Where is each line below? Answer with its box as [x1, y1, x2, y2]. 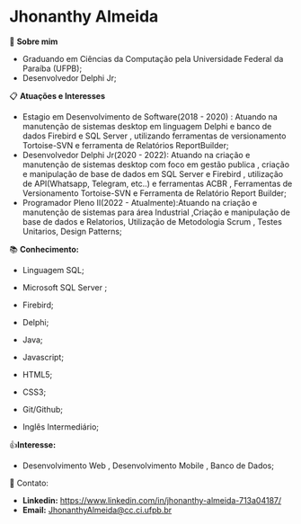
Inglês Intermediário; [22, 421, 100, 432]
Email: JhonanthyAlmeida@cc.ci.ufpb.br [22, 504, 173, 515]
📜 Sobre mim [9, 36, 58, 47]
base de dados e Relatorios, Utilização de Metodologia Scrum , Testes [22, 216, 283, 226]
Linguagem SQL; [22, 264, 84, 275]
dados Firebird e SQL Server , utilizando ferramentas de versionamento [22, 130, 287, 141]
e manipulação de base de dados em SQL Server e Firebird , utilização [22, 168, 284, 179]
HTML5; [22, 369, 53, 379]
